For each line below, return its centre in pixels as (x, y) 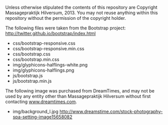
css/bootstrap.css (31, 54)
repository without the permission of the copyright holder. (66, 18)
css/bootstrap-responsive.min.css (48, 49)
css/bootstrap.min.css (36, 59)
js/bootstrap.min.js (32, 81)
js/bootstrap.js (28, 75)
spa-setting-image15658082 (42, 117)
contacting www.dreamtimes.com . (41, 102)
